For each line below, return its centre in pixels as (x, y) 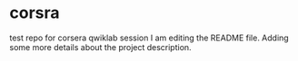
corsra (35, 13)
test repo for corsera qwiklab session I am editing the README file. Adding (149, 38)
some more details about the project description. (101, 47)
